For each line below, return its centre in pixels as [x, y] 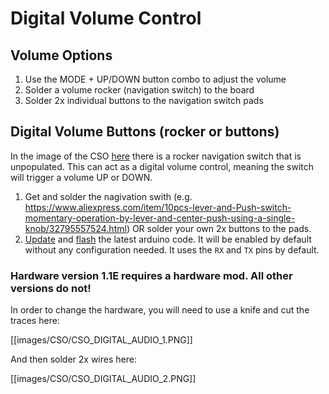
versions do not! [51, 288]
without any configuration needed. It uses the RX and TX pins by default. [172, 249]
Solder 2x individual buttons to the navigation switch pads [144, 100]
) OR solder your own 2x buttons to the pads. [219, 228]
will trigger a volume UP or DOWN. [81, 177]
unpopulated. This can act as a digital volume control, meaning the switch [162, 166]
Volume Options [61, 55]
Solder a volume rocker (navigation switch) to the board [139, 90]
